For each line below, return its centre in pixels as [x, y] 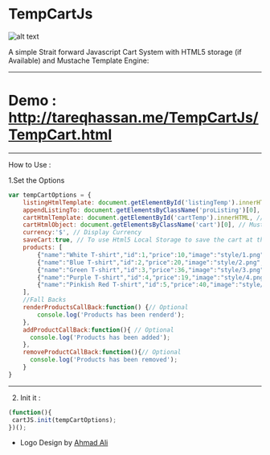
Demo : [33, 101]
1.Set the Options [37, 180]
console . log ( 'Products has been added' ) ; [100, 337]
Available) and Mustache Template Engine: [79, 60]
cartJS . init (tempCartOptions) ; [64, 420]
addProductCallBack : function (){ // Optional [98, 330]
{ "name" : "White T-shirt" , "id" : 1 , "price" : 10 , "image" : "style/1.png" [151, 254]
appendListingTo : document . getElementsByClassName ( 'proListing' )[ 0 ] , [142, 210]
